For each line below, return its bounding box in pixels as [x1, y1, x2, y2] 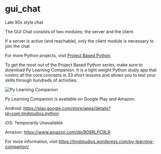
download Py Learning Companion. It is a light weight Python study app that [5, 67, 157, 73]
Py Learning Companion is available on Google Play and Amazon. [5, 96, 136, 102]
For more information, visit [5, 139, 58, 144]
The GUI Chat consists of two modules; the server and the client [5, 28, 133, 34]
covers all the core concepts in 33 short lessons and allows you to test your [5, 72, 156, 78]
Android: [5, 105, 22, 111]
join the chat [5, 43, 30, 49]
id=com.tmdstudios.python [5, 110, 59, 116]
